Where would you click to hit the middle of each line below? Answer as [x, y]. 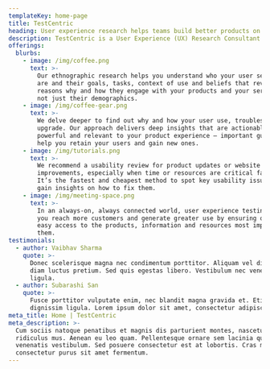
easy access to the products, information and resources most [143, 226]
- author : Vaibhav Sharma [59, 248]
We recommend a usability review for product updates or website [149, 166]
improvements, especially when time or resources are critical [145, 173]
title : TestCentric [41, 23]
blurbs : [29, 53]
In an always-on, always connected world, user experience [138, 210]
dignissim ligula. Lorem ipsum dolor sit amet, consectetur [132, 308]
